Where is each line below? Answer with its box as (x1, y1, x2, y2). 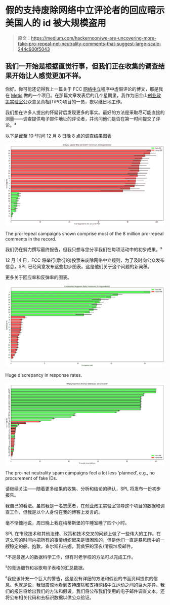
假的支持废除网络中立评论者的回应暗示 (5, 5, 165, 16)
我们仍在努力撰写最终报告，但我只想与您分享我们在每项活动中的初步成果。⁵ (5, 247, 163, 253)
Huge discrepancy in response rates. (5, 372, 82, 378)
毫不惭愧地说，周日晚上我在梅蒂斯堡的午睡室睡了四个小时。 (5, 519, 130, 526)
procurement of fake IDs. (5, 475, 57, 481)
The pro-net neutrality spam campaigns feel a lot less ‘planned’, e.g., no (5, 469, 155, 476)
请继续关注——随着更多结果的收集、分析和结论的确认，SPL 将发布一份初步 (5, 486, 161, 492)
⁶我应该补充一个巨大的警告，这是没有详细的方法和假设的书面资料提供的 (5, 575, 154, 581)
